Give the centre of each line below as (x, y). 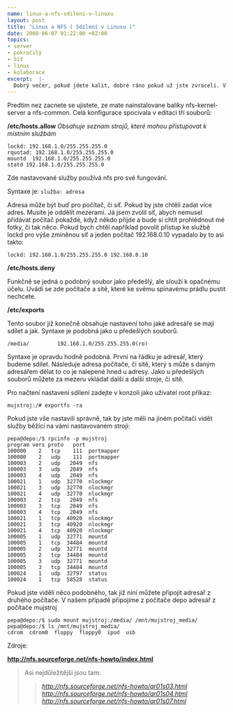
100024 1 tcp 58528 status (58, 580)
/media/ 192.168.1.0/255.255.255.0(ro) (78, 344)
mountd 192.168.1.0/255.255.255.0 (59, 159)
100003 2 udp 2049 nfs (53, 463)
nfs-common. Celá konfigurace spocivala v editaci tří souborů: (122, 113)
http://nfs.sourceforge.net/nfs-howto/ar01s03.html (114, 686)
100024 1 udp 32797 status (58, 574)
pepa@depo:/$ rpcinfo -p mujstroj (58, 439)
